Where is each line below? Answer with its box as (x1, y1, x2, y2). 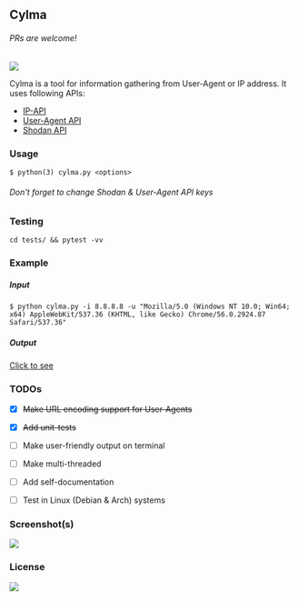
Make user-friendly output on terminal (22, 440, 165, 451)
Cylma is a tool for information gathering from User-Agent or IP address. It (9, 77, 287, 89)
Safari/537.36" (9, 318, 67, 327)
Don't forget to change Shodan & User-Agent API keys (9, 186, 214, 198)
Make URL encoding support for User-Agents (22, 404, 193, 415)
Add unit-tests (22, 422, 77, 433)
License (9, 561, 45, 574)
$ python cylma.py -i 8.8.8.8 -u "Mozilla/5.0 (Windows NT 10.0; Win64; (9, 302, 291, 312)
